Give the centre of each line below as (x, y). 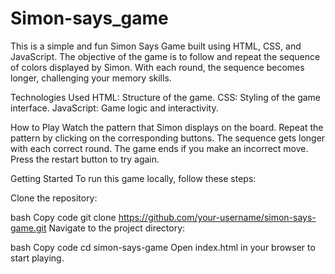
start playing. (37, 258)
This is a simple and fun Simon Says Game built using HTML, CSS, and (156, 46)
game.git (28, 228)
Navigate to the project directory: (117, 228)
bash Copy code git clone (63, 217)
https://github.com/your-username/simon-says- (217, 217)
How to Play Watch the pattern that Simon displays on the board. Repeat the (167, 127)
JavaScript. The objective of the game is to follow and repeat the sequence (165, 56)
